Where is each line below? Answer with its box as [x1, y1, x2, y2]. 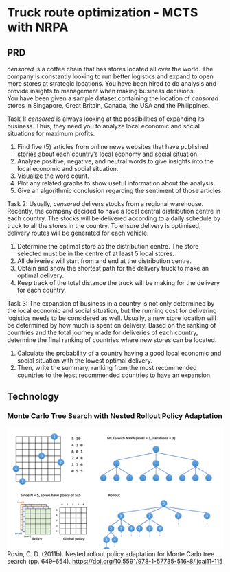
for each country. [16, 286, 67, 294]
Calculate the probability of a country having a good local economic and [16, 349, 222, 357]
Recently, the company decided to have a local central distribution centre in [7, 207, 221, 215]
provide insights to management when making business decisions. [7, 87, 196, 95]
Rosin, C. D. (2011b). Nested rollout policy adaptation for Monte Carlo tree [7, 550, 215, 558]
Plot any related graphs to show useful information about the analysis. [16, 179, 215, 187]
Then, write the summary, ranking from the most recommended [16, 364, 197, 371]
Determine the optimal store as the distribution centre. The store [16, 242, 199, 250]
